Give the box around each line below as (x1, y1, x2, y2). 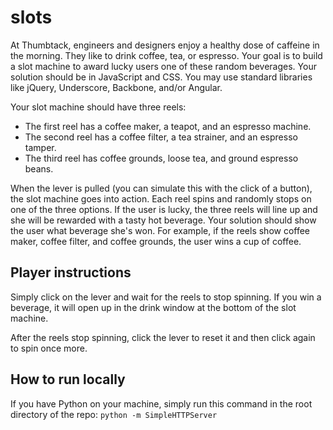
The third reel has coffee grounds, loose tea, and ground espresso (24, 152, 299, 164)
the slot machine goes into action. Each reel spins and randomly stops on (10, 192, 312, 205)
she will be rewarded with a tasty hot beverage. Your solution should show (10, 214, 317, 226)
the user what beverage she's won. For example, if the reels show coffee (10, 224, 311, 236)
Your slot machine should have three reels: (10, 101, 187, 113)
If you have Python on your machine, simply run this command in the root (10, 397, 313, 410)
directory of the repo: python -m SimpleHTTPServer (10, 408, 218, 420)
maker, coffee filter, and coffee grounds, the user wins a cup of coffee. (10, 235, 302, 247)
